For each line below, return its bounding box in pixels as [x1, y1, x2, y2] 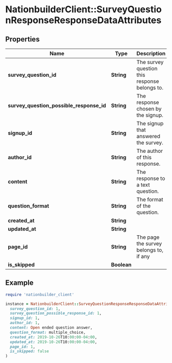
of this [136, 154, 152, 161]
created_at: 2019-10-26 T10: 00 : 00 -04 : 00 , [10, 334, 97, 339]
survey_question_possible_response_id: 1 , [10, 311, 102, 316]
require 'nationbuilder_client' [5, 292, 74, 297]
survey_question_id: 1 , [10, 306, 60, 311]
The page [136, 234, 160, 241]
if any [136, 253, 150, 260]
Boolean [111, 261, 132, 268]
